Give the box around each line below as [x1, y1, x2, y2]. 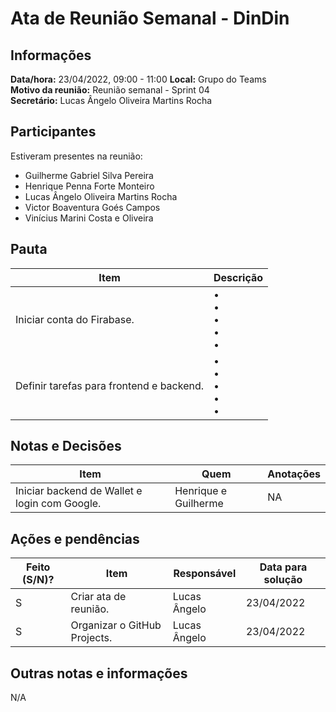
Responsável [173, 567, 237, 581]
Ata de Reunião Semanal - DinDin [10, 7, 290, 30]
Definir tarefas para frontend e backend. [15, 378, 205, 392]
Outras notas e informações [10, 665, 188, 682]
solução [263, 573, 303, 587]
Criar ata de [70, 590, 127, 604]
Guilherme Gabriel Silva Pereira [24, 169, 154, 181]
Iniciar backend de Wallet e [15, 484, 143, 498]
